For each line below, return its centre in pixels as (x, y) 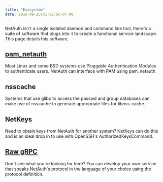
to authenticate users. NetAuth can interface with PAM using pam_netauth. (81, 71)
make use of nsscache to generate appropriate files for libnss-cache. (75, 104)
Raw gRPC (21, 152)
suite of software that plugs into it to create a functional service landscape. (81, 33)
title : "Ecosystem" (25, 10)
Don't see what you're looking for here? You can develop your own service (81, 163)
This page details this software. (37, 39)
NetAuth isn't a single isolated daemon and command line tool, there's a (78, 28)
